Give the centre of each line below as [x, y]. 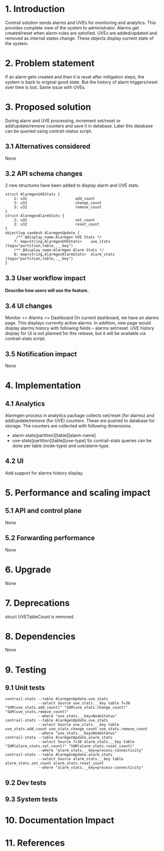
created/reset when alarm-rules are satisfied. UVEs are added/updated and [81, 33]
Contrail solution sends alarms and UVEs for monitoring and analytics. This [81, 23]
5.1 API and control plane [43, 511]
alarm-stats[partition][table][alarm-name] [54, 435]
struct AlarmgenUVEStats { [33, 195]
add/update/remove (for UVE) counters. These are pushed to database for [80, 421]
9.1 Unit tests [25, 688]
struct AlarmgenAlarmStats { [35, 216]
